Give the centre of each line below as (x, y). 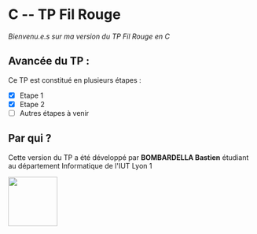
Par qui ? (30, 138)
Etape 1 (31, 95)
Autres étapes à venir (54, 113)
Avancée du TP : (49, 61)
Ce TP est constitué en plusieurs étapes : (75, 80)
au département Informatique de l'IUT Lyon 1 (80, 165)
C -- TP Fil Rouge (64, 15)
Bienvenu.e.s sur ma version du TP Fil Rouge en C (89, 36)
